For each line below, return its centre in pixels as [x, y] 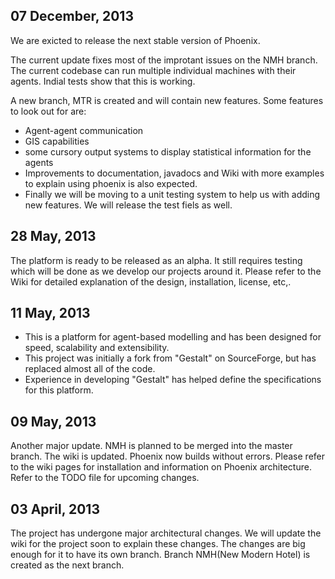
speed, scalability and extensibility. [97, 348]
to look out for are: [48, 111]
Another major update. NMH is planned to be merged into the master [151, 446]
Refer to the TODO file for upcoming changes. [105, 478]
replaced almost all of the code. [90, 369]
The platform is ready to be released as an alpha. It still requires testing [156, 260]
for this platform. [59, 390]
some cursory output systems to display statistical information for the [168, 151]
